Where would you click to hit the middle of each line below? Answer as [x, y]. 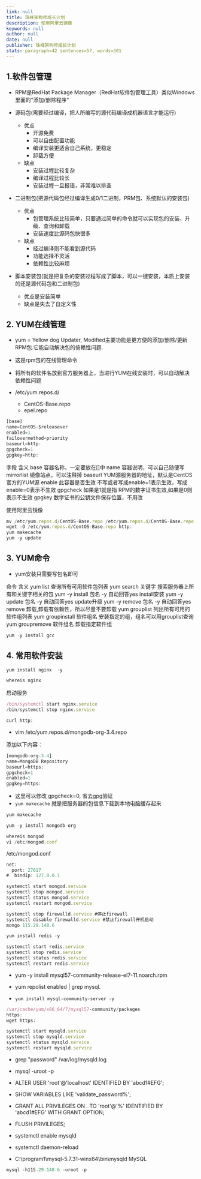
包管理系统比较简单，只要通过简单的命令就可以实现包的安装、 [109, 218]
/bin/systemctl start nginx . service [52, 704]
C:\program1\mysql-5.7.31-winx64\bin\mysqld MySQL [81, 1159]
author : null [22, 34]
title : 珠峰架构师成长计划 [36, 17]
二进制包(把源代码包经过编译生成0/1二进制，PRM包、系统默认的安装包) [102, 198]
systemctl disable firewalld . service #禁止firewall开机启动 [80, 919]
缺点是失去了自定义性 [50, 304]
